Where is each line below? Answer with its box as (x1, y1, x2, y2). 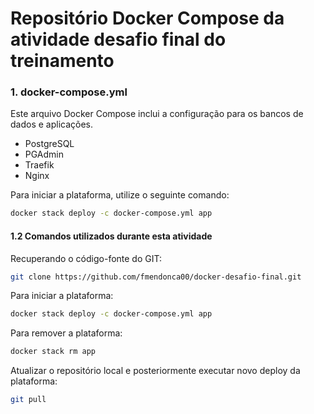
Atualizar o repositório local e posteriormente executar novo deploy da (10, 365, 301, 377)
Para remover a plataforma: (10, 327, 123, 339)
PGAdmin (24, 148, 65, 161)
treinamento (10, 50, 115, 72)
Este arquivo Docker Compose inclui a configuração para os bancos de (10, 108, 304, 120)
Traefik (24, 159, 55, 171)
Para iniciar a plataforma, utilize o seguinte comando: (10, 189, 230, 201)
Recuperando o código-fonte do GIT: (10, 252, 162, 264)
